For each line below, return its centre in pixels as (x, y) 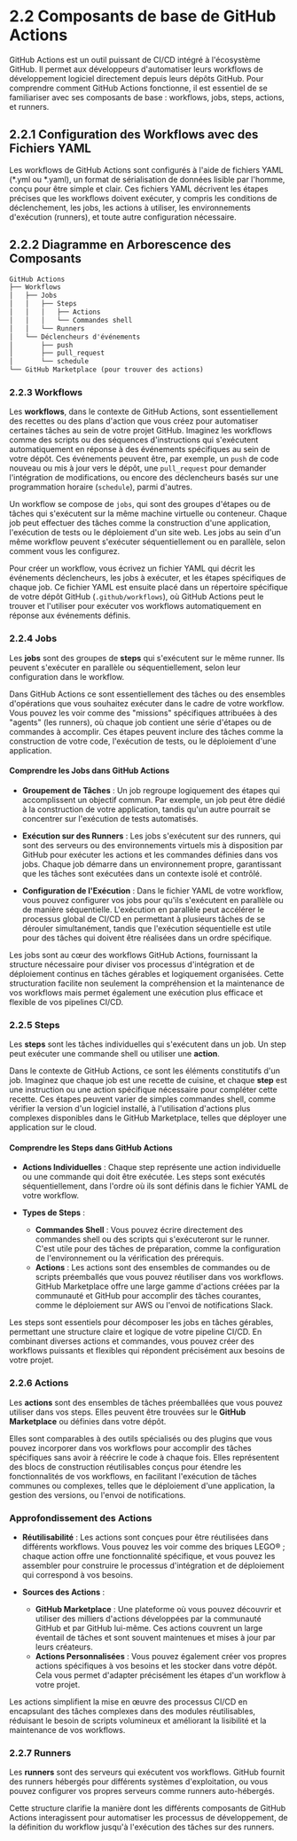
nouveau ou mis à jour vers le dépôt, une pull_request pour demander (138, 468)
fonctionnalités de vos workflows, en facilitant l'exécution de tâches (133, 1476)
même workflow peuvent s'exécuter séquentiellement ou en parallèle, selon (147, 542)
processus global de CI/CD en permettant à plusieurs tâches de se (144, 918)
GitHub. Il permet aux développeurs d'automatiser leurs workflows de (136, 69)
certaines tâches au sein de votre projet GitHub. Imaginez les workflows (141, 431)
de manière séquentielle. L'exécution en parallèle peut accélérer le (143, 909)
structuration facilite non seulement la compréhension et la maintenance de (147, 983)
